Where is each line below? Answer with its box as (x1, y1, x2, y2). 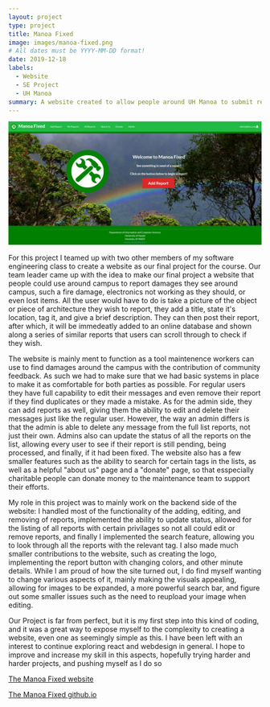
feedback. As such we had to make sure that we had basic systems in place (8, 371, 260, 381)
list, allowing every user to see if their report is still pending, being (8, 439, 227, 450)
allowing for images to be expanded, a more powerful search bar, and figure (8, 583, 260, 593)
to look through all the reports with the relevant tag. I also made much (8, 541, 239, 550)
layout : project (8, 13, 63, 21)
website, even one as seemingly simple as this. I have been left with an (8, 633, 243, 643)
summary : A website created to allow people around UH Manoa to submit (8, 97, 253, 106)
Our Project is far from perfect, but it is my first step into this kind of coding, (8, 616, 260, 626)
